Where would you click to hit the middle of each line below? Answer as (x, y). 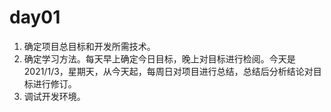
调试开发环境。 (54, 96)
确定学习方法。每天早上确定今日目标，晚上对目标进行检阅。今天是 (159, 58)
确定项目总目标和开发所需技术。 (89, 46)
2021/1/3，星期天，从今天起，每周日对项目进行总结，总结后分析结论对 (168, 71)
